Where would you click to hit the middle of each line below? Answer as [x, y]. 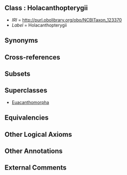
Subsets [17, 74]
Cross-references [33, 57]
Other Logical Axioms [38, 134]
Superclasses [26, 90]
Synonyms [21, 40]
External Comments [36, 168]
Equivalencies [26, 118]
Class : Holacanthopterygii [46, 8]
